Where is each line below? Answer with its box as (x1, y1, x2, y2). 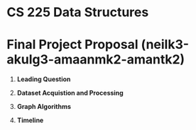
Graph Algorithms (16, 102, 72, 111)
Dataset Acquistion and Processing (16, 89, 124, 97)
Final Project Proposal (6, 37, 138, 53)
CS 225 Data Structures (6, 4, 149, 20)
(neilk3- (141, 37, 190, 53)
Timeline (16, 116, 44, 124)
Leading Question (16, 75, 71, 83)
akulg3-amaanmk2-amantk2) (6, 52, 185, 68)
